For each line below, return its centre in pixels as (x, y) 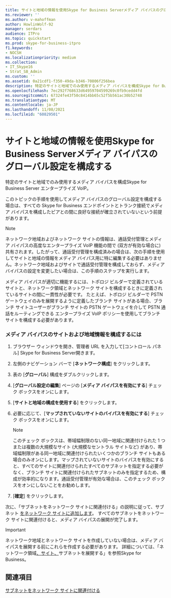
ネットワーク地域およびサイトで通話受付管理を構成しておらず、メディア (89, 264)
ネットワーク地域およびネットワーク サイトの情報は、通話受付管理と (77, 239)
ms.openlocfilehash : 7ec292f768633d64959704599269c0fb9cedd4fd (74, 91)
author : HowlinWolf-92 (29, 24)
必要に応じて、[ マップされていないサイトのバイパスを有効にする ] (81, 413)
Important (16, 530)
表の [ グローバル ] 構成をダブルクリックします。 (62, 375)
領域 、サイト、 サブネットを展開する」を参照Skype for (84, 553)
